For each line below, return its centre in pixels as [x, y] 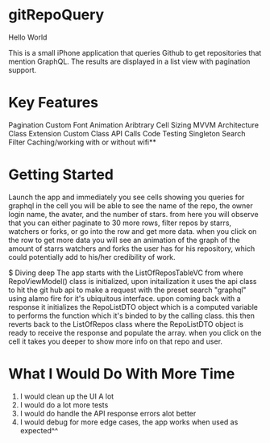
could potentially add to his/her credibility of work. [92, 257]
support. [23, 69]
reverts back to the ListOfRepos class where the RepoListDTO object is [126, 324]
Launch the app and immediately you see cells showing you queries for [127, 197]
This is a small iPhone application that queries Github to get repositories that [135, 52]
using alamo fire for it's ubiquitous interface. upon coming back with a [125, 298]
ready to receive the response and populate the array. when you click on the [135, 332]
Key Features [54, 103]
